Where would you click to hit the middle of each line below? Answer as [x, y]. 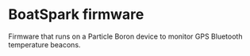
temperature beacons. [44, 44]
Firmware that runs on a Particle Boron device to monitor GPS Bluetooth [125, 36]
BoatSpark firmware [76, 15]
